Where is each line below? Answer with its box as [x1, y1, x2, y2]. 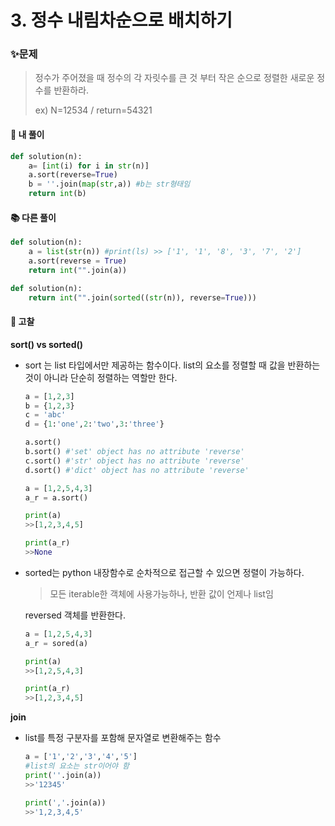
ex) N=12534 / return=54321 [34, 104, 153, 116]
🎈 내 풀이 [10, 129, 45, 141]
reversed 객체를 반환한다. [24, 609, 126, 621]
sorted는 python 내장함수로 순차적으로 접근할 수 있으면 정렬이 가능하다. [24, 566, 305, 578]
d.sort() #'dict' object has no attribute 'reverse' [24, 465, 250, 475]
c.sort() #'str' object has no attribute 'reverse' [24, 456, 245, 466]
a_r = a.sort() [24, 492, 89, 503]
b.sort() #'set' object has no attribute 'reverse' [24, 447, 245, 457]
